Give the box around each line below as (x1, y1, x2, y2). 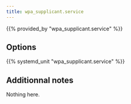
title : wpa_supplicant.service (6, 8, 84, 15)
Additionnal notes (6, 75, 74, 85)
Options (6, 42, 37, 52)
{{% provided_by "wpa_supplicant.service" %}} (6, 25, 123, 32)
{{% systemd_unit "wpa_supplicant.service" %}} (6, 58, 125, 65)
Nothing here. (6, 91, 40, 98)
